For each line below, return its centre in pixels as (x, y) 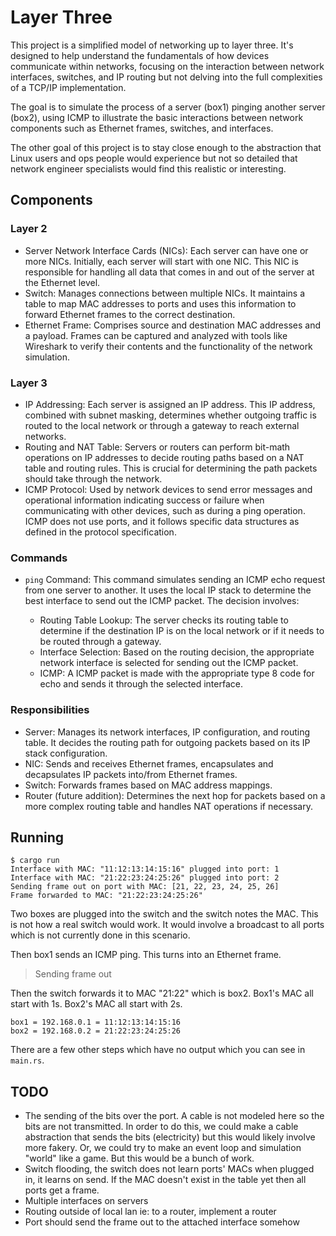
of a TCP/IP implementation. (68, 87)
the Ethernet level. (62, 282)
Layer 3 (29, 383)
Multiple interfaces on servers (86, 1201)
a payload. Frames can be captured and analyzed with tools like (156, 335)
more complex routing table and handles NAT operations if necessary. (168, 806)
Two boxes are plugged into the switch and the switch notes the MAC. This (164, 914)
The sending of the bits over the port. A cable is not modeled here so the (174, 1116)
